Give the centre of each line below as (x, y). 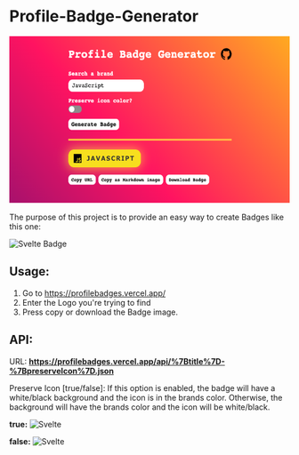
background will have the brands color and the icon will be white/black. (140, 407)
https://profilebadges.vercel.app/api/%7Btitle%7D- (127, 361)
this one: (25, 226)
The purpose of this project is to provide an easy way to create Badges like (147, 217)
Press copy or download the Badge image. (100, 312)
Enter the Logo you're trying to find (86, 302)
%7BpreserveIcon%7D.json (61, 371)
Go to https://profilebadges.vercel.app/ (94, 293)
